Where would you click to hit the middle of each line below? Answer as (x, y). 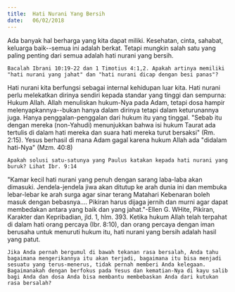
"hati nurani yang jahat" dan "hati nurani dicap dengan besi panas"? (113, 75)
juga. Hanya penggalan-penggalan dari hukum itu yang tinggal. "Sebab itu (115, 118)
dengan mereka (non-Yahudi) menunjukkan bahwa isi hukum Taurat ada (112, 125)
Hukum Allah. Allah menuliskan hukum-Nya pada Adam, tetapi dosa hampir (116, 102)
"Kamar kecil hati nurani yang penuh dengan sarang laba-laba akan (105, 179)
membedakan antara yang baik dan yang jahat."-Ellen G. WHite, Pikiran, (111, 209)
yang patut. (24, 239)
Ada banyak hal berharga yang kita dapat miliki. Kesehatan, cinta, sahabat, (115, 40)
